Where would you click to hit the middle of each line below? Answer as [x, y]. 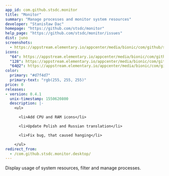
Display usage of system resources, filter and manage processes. [73, 168]
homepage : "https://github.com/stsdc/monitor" [55, 29]
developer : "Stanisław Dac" [35, 24]
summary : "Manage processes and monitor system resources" [68, 19]
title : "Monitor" [23, 15]
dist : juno [17, 38]
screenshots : [19, 43]
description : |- [27, 104]
